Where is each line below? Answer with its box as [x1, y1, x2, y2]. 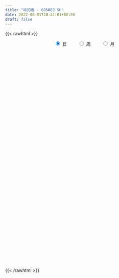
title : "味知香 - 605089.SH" [5, 7, 64, 13]
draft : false [5, 17, 33, 22]
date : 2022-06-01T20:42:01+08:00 [5, 12, 75, 17]
